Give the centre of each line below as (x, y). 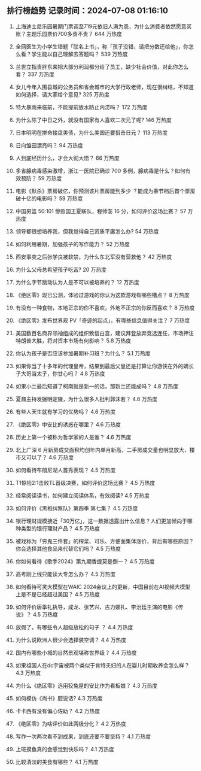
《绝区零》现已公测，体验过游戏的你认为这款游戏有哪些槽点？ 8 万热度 (103, 295)
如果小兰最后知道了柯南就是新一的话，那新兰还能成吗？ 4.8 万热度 (97, 386)
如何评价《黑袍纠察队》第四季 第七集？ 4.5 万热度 (77, 508)
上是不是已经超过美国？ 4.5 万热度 (58, 594)
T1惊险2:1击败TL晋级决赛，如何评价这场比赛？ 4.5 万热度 (85, 482)
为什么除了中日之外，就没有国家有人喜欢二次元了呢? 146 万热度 (94, 120)
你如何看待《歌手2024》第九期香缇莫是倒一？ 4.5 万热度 (85, 561)
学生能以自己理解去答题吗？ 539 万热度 (80, 54)
